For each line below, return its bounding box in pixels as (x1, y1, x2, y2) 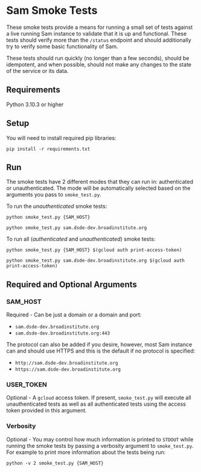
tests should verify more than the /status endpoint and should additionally (6, 36, 191, 43)
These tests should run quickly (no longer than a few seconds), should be (6, 54, 190, 61)
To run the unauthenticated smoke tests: (6, 203, 107, 210)
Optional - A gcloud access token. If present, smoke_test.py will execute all (6, 394, 191, 401)
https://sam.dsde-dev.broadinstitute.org (14, 367, 121, 373)
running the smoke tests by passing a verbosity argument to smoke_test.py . (6, 442, 194, 449)
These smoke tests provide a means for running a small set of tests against (6, 24, 193, 31)
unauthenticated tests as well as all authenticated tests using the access (6, 400, 186, 407)
